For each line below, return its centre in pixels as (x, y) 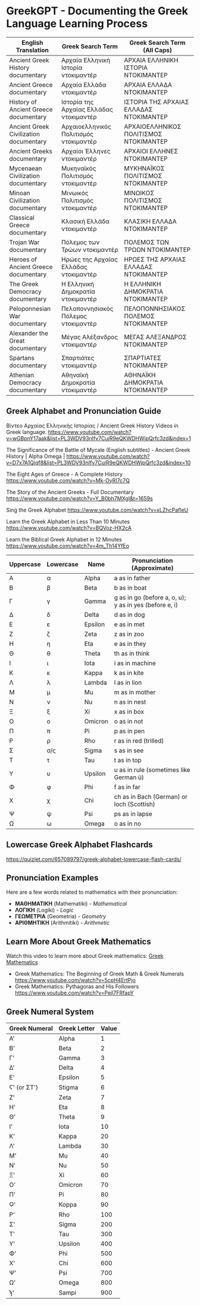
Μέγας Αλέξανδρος (90, 337)
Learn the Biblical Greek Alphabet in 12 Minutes (64, 539)
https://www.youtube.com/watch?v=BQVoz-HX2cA (69, 528)
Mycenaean (26, 168)
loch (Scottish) (135, 804)
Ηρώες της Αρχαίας (90, 259)
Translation (32, 50)
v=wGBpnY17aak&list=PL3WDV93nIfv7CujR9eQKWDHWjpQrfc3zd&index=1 (99, 438)
